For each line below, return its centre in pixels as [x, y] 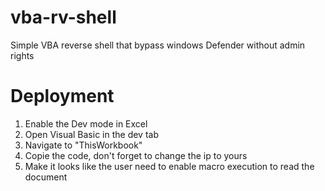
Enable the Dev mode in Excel [86, 123]
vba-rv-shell [63, 17]
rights [22, 55]
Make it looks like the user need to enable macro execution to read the [169, 166]
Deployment [62, 96]
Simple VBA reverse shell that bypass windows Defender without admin [158, 45]
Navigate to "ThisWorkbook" [83, 145]
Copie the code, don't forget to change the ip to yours [136, 155]
